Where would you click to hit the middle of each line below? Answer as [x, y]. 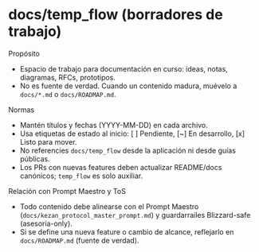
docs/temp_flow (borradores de [116, 15]
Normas [21, 110]
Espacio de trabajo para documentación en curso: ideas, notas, [124, 68]
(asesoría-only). [46, 223]
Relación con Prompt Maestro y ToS [67, 191]
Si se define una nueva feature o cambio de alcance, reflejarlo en [127, 231]
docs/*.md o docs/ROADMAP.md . [68, 94]
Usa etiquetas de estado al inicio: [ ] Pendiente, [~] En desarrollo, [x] [132, 134]
